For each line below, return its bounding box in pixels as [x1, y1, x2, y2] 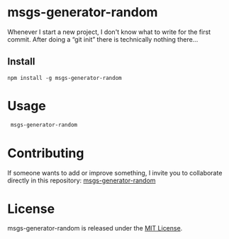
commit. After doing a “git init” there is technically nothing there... [7, 35, 199, 43]
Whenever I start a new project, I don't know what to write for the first [7, 28, 211, 36]
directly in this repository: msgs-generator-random [7, 176, 156, 185]
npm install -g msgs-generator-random [7, 74, 122, 81]
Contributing [7, 145, 84, 161]
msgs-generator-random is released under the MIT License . [7, 224, 183, 233]
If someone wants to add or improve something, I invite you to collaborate [7, 168, 223, 177]
